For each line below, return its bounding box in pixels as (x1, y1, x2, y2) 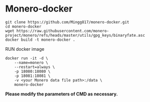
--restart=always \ (14, 64, 55, 69)
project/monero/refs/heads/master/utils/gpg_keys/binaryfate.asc (5, 33, 145, 38)
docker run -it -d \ (5, 56, 49, 61)
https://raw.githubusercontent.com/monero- (16, 28, 109, 33)
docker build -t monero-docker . (5, 37, 76, 42)
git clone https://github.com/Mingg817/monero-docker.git (5, 20, 129, 25)
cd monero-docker (5, 24, 42, 29)
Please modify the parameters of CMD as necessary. (5, 91, 118, 97)
